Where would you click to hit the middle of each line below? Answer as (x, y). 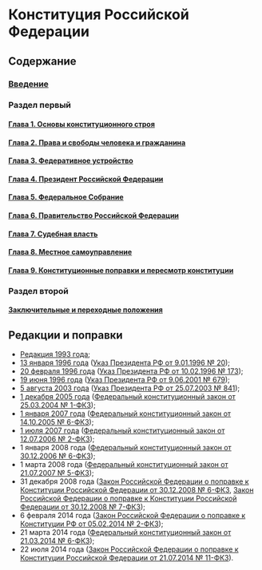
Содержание (43, 61)
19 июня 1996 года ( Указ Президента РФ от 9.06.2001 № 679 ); (125, 380)
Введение (29, 84)
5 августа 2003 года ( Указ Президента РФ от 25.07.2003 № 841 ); (130, 388)
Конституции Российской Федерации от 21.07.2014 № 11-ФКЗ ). (127, 558)
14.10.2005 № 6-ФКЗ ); (57, 422)
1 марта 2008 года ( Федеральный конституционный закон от (124, 465)
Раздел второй (39, 291)
